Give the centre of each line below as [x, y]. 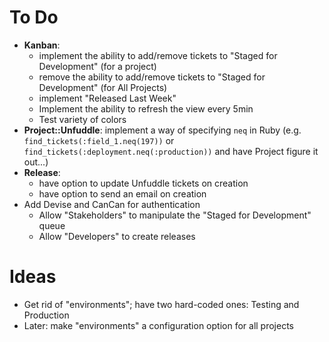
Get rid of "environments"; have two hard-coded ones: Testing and [161, 304]
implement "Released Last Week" [107, 98]
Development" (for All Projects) [103, 87]
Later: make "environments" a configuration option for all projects [159, 325]
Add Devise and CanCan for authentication [112, 204]
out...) [36, 162]
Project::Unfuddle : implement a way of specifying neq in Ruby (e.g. [162, 130]
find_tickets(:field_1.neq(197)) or [99, 140]
